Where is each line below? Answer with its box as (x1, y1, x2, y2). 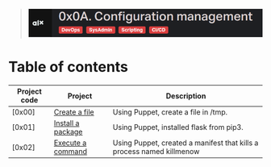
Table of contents (8, 58, 129, 77)
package (53, 127, 83, 136)
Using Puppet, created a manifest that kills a (112, 138, 259, 148)
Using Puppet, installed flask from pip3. (112, 123, 244, 132)
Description (165, 90, 206, 101)
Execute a (53, 138, 87, 148)
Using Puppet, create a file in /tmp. (112, 106, 228, 117)
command (53, 147, 87, 157)
